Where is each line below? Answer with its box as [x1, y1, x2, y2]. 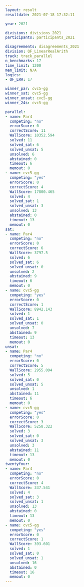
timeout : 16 [9, 569, 35, 575]
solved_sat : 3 [9, 495, 39, 500]
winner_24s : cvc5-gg [5, 100, 48, 105]
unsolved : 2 [9, 269, 35, 274]
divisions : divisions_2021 [5, 30, 61, 35]
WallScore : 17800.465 [9, 189, 55, 194]
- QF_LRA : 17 [5, 77, 32, 82]
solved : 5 [9, 372, 30, 377]
